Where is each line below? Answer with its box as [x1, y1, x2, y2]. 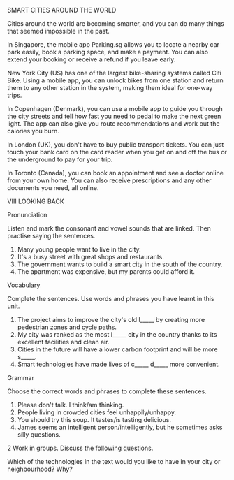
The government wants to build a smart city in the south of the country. [17, 260, 223, 268]
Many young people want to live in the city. [17, 245, 141, 254]
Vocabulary [7, 281, 41, 289]
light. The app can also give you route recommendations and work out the [7, 119, 220, 128]
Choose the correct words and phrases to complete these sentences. [7, 387, 207, 395]
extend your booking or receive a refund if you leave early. [7, 55, 176, 64]
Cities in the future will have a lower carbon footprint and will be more [17, 345, 218, 354]
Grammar [7, 374, 35, 381]
